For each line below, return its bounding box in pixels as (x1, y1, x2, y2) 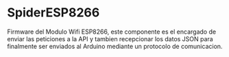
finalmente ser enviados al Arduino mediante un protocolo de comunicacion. (7, 42, 223, 50)
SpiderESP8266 (7, 5, 100, 21)
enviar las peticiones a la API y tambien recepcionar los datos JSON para (7, 34, 214, 43)
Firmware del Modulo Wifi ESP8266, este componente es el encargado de (7, 27, 217, 36)
